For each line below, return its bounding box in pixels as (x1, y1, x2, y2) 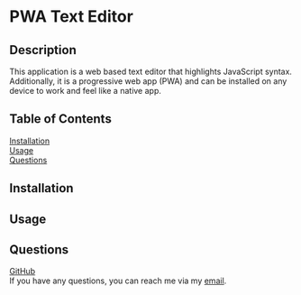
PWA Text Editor (9, 6, 133, 27)
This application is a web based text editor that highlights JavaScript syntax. (9, 66, 293, 77)
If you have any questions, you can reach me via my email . (9, 275, 227, 286)
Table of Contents (9, 111, 113, 127)
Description (9, 42, 77, 58)
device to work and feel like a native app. (9, 86, 162, 96)
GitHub (9, 266, 36, 277)
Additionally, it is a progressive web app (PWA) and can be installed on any (9, 76, 287, 87)
